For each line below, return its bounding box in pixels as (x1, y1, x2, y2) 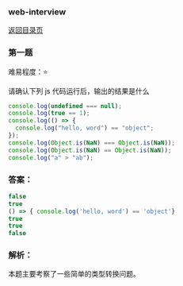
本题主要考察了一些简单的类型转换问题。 (8, 269, 140, 279)
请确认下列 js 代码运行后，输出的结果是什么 (8, 86, 150, 95)
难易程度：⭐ (8, 67, 48, 76)
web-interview (8, 6, 67, 17)
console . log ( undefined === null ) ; (8, 102, 123, 110)
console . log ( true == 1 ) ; (8, 110, 90, 118)
